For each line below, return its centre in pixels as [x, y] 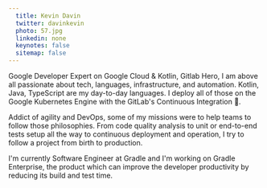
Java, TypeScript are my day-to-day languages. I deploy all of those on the [132, 93]
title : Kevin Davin [48, 16]
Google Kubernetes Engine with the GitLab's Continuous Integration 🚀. [125, 102]
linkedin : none [41, 38]
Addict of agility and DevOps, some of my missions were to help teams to [130, 117]
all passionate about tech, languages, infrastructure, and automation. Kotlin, [134, 84]
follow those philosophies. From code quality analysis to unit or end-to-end [133, 126]
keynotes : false [43, 46]
